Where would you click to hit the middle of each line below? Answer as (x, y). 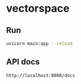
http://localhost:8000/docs (41, 75)
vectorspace (38, 9)
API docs (23, 62)
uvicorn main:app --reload (39, 43)
